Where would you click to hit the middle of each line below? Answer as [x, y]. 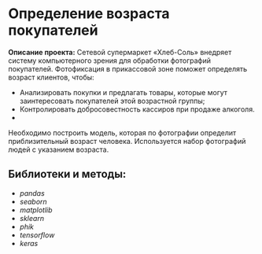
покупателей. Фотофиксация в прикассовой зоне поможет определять [128, 68]
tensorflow [37, 235]
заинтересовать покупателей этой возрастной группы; [112, 101]
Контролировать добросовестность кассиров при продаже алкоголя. [137, 109]
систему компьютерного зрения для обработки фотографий [109, 61]
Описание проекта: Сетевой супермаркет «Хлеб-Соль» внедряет [120, 52]
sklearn [32, 218]
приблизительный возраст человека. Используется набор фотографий [127, 141]
